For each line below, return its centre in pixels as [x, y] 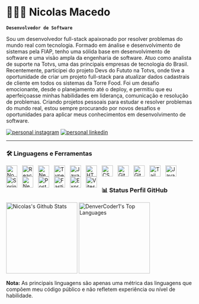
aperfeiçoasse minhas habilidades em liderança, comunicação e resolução [97, 95]
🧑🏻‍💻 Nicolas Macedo [58, 12]
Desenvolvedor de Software [39, 28]
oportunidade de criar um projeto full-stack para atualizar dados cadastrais [98, 76]
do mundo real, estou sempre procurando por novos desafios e [84, 108]
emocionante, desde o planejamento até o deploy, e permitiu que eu [89, 89]
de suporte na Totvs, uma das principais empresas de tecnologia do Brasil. [97, 64]
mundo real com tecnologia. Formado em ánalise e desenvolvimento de [93, 45]
